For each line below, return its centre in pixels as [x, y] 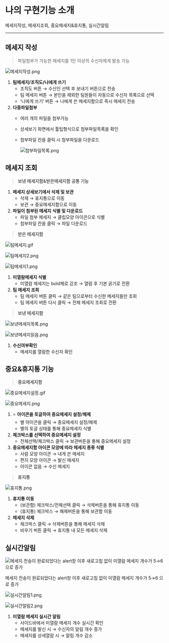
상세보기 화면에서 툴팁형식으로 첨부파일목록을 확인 [69, 129]
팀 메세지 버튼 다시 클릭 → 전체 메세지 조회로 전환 [68, 302]
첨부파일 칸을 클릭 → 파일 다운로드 [54, 223]
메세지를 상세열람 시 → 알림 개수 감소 [56, 635]
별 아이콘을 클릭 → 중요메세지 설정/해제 [58, 422]
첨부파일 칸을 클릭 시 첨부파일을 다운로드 [60, 140]
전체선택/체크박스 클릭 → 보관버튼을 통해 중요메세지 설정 [75, 441]
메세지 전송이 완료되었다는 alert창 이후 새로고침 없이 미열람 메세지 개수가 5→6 [82, 578]
